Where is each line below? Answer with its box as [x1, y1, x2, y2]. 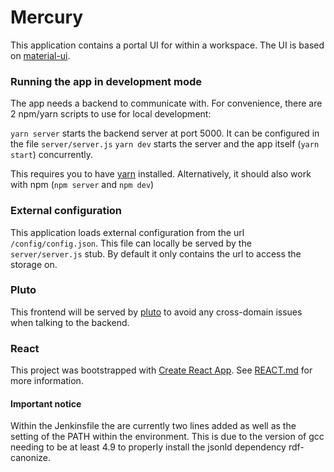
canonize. [10, 452, 52, 464]
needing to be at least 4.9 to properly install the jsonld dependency [10, 441, 287, 453]
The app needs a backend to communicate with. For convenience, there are [10, 97, 323, 110]
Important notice [10, 397, 82, 410]
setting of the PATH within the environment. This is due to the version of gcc [10, 431, 325, 443]
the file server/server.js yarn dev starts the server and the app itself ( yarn [10, 138, 320, 150]
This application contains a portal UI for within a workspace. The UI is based [10, 39, 325, 51]
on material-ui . [10, 49, 71, 61]
